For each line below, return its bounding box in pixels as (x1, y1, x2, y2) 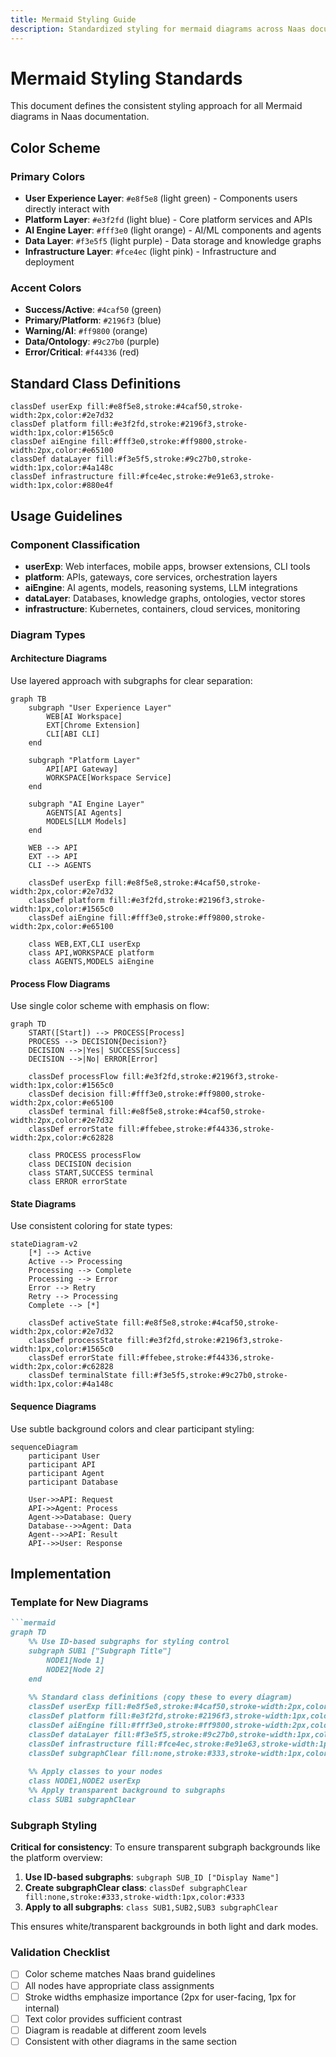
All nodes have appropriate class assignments (24, 1979, 215, 1991)
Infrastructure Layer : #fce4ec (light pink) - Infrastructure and (24, 246, 277, 258)
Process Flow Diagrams (10, 977, 111, 990)
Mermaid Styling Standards (10, 67, 243, 90)
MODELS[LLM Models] (46, 817, 128, 827)
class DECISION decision (28, 1159, 132, 1170)
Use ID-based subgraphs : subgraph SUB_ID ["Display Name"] (24, 1871, 280, 1883)
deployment (24, 256, 75, 268)
